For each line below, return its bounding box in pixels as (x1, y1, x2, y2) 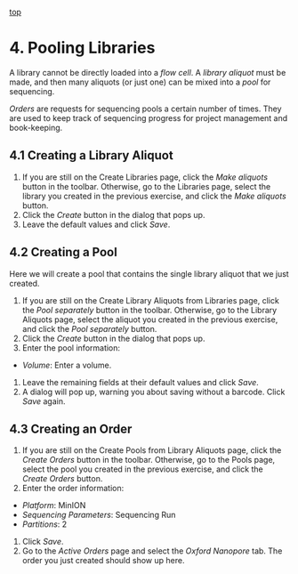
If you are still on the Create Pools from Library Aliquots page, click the (21, 445, 282, 456)
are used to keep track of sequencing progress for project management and (9, 112, 288, 123)
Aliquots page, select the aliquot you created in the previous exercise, (21, 314, 278, 325)
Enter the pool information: (21, 342, 121, 353)
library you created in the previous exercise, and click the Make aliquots (21, 190, 286, 201)
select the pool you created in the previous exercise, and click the (21, 464, 264, 474)
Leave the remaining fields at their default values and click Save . (21, 376, 260, 387)
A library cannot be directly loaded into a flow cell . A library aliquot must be (9, 67, 286, 77)
